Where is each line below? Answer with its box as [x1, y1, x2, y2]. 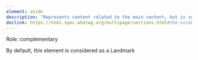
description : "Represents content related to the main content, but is [6, 14, 186, 20]
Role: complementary [6, 36, 58, 43]
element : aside [6, 8, 44, 15]
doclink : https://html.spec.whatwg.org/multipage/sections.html [6, 19, 167, 25]
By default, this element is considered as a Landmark [6, 47, 135, 54]
